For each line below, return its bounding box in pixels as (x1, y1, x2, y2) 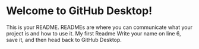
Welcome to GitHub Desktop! (6, 4, 153, 18)
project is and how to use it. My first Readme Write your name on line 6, (6, 30, 181, 37)
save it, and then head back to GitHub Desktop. (6, 36, 122, 43)
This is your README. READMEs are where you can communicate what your (6, 24, 193, 31)
